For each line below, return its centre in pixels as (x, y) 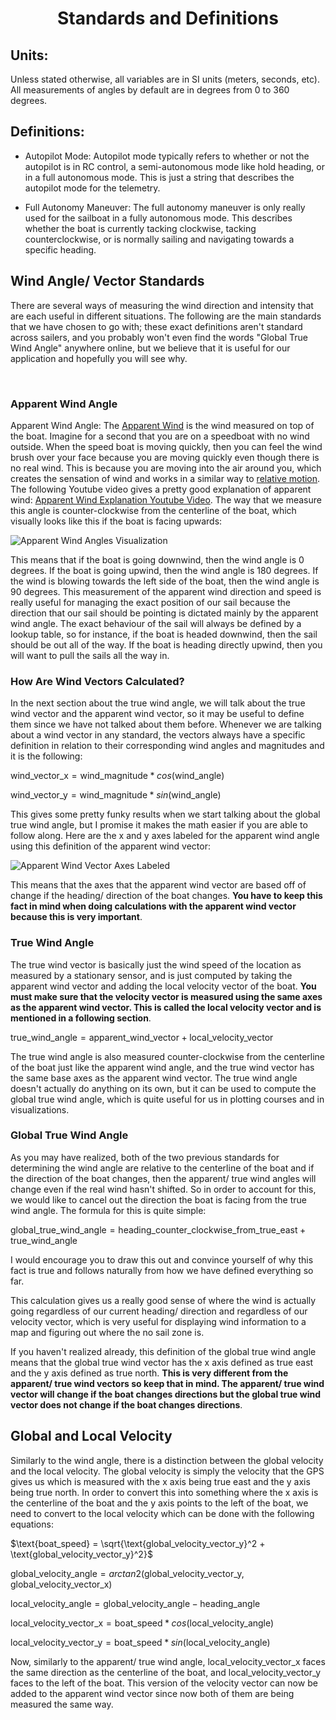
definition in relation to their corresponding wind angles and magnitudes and (167, 746)
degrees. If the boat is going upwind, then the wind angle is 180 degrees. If (164, 570)
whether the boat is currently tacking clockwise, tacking (140, 228)
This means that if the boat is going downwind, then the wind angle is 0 (157, 559)
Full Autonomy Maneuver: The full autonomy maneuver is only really (165, 207)
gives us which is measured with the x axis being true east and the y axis (160, 1481)
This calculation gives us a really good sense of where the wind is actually (163, 1300)
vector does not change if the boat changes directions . (126, 1404)
